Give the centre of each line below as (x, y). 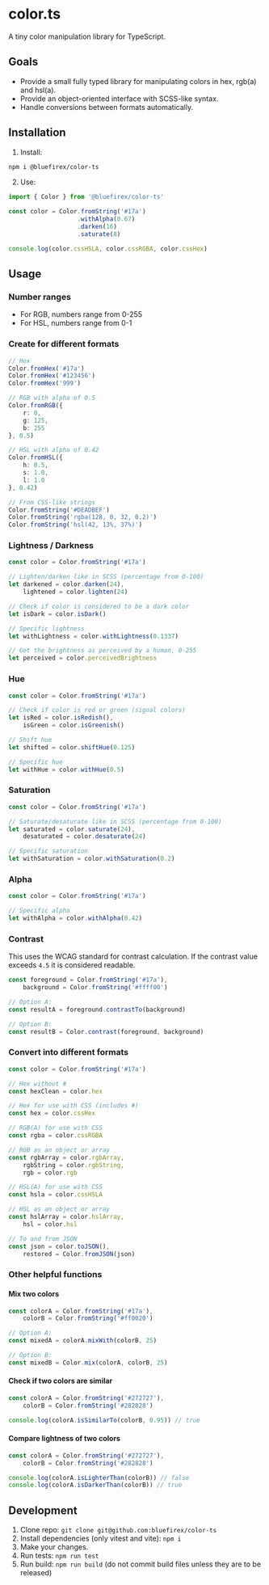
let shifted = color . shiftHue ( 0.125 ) (72, 747)
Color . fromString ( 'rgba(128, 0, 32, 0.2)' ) (83, 517)
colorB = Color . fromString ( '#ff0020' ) (88, 1318)
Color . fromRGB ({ (36, 406)
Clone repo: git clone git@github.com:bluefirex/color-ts (118, 1530)
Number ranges (40, 297)
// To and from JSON (43, 1239)
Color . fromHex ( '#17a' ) (46, 369)
